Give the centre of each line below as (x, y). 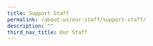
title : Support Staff (38, 13)
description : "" (30, 26)
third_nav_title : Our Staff (48, 32)
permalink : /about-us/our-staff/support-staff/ (77, 20)
